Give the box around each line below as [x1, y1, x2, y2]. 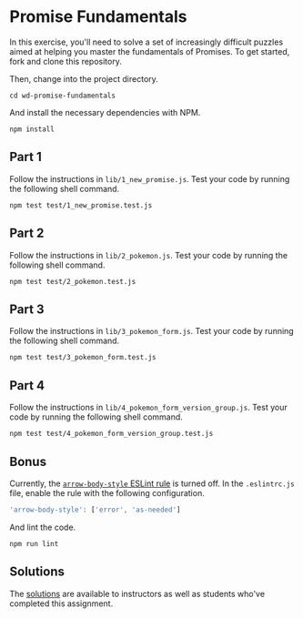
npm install [9, 125, 55, 134]
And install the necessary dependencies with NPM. [9, 106, 201, 117]
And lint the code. [9, 522, 76, 532]
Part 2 [9, 226, 45, 241]
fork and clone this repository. [9, 56, 123, 66]
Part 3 [9, 301, 45, 317]
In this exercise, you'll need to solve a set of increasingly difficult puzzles [9, 36, 284, 47]
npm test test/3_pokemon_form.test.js [9, 353, 157, 362]
